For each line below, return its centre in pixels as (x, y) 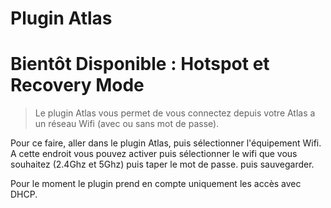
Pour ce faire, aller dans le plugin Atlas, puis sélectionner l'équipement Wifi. (166, 143)
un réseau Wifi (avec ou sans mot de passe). (127, 124)
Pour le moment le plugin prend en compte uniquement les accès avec (156, 184)
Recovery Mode (77, 85)
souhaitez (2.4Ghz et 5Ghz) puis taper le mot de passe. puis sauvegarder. (162, 164)
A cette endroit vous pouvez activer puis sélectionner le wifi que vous (154, 154)
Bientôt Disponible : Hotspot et (140, 64)
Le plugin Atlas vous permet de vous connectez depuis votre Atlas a (175, 113)
